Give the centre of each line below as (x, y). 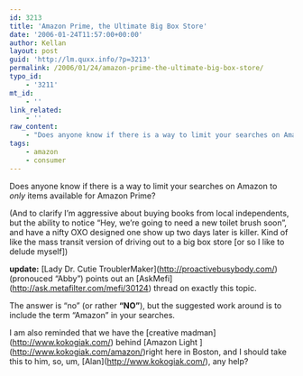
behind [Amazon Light (157, 342)
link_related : (36, 110)
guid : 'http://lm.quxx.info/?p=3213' (80, 60)
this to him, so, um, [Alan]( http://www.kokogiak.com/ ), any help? (129, 361)
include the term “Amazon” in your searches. (92, 315)
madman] (198, 332)
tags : (19, 143)
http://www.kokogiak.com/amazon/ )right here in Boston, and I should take (149, 352)
